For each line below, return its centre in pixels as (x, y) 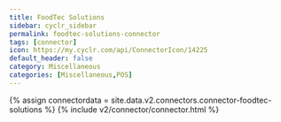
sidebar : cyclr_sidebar (53, 26)
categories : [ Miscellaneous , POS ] (71, 75)
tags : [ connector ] (43, 42)
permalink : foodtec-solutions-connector (85, 34)
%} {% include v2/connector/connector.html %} (132, 109)
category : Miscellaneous (55, 67)
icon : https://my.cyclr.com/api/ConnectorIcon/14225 (109, 50)
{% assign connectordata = (59, 100)
